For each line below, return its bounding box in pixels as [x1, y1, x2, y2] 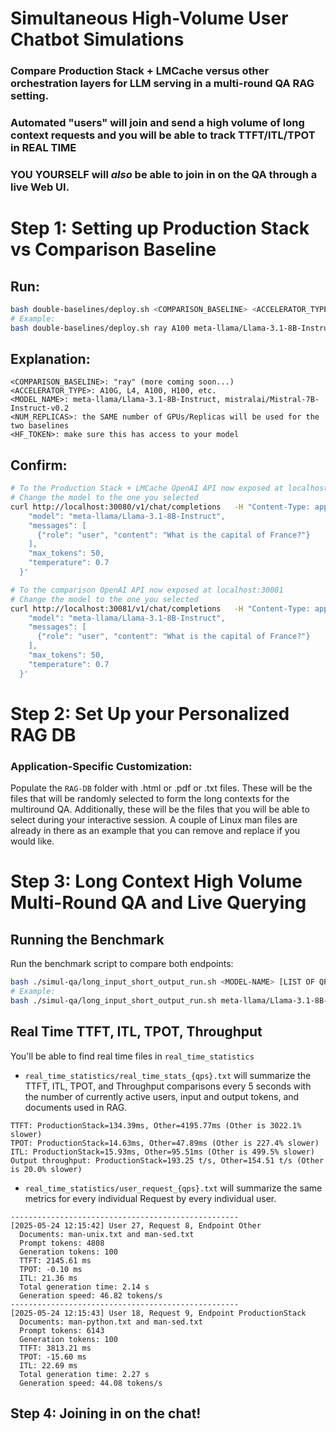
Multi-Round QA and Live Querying [10, 892, 307, 914]
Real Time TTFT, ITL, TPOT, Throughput [10, 1023, 263, 1041]
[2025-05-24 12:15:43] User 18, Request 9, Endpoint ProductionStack [10, 1308, 307, 1318]
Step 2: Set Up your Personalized [10, 702, 290, 725]
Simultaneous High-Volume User [10, 7, 289, 30]
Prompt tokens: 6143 [19, 1325, 105, 1336]
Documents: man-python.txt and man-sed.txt [19, 1317, 203, 1327]
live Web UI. [10, 180, 70, 194]
